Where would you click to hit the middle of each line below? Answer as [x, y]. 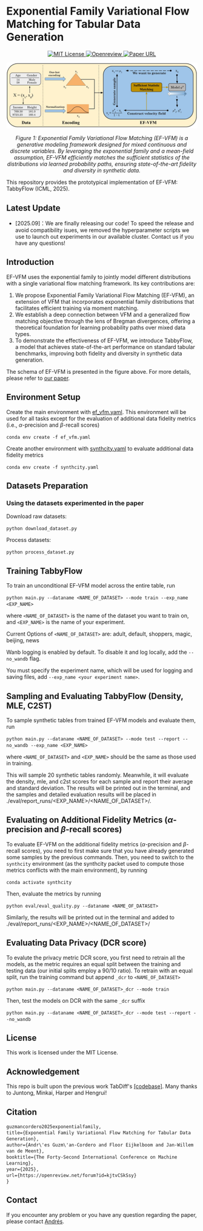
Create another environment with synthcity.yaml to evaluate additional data [100, 448]
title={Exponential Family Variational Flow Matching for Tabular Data [98, 1133]
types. [23, 334]
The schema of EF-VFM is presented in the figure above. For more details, [99, 371]
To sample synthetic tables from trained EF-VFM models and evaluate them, [101, 720]
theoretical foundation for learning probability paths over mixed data [100, 328]
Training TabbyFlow [45, 571]
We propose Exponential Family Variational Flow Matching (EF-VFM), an [105, 295]
